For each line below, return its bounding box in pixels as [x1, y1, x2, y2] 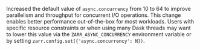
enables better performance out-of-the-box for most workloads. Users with [6, 18, 195, 25]
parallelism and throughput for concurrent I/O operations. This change [6, 11, 181, 19]
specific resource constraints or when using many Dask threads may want [6, 24, 192, 31]
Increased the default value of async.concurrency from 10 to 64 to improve [6, 5, 192, 12]
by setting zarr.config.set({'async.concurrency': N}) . [6, 37, 145, 44]
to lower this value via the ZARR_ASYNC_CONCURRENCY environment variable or [6, 31, 192, 38]
